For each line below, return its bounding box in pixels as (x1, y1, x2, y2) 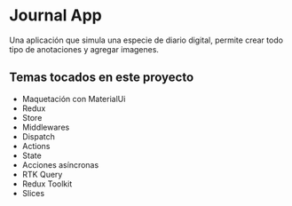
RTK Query (21, 169, 63, 179)
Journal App (9, 5, 102, 26)
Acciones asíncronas (21, 159, 99, 170)
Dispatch (21, 131, 55, 142)
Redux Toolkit (21, 178, 73, 189)
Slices (21, 187, 45, 198)
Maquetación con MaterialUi (21, 93, 126, 104)
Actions (21, 140, 51, 151)
